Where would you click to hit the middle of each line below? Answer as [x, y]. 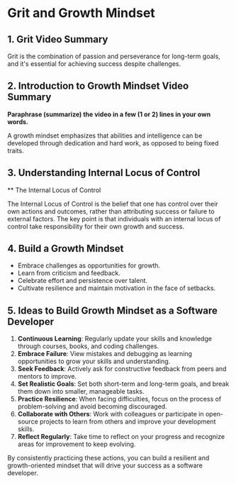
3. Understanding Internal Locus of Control [104, 173]
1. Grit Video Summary [58, 39]
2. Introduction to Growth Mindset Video [98, 86]
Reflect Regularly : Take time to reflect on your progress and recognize [121, 437]
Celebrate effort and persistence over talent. [82, 281]
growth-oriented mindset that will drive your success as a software [105, 465]
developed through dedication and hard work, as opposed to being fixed [113, 143]
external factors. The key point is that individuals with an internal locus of [114, 218]
